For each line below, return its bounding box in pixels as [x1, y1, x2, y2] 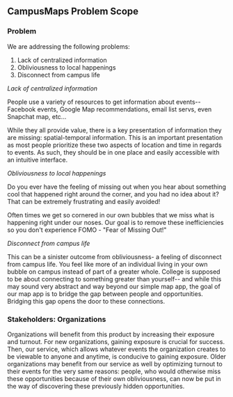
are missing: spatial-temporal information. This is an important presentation [7, 133, 223, 141]
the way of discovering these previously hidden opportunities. [7, 382, 185, 390]
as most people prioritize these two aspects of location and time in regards [7, 141, 222, 149]
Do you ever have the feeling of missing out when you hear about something [7, 182, 226, 191]
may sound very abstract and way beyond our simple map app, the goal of [7, 282, 220, 290]
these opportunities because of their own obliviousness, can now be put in [7, 374, 221, 382]
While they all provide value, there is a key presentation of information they [7, 125, 222, 134]
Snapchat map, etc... [7, 112, 67, 120]
